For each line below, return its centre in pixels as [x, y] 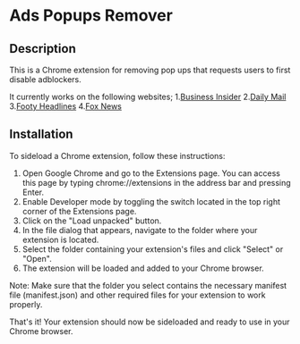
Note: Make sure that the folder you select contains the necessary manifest [148, 285]
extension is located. [60, 239]
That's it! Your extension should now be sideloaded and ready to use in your [150, 322]
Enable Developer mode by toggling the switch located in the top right [151, 201]
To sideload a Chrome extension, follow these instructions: [117, 155]
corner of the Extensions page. [79, 211]
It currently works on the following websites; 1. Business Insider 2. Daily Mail [148, 96]
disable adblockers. [46, 80]
